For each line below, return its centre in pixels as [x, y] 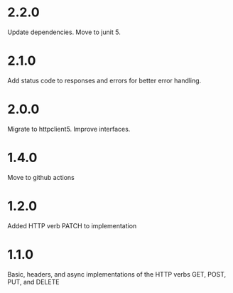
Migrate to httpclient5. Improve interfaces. [69, 129]
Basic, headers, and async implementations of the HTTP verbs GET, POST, [117, 274]
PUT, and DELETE [33, 282]
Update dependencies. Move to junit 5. [64, 32]
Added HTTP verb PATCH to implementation [72, 225]
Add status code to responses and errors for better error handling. [104, 80]
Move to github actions [41, 177]
